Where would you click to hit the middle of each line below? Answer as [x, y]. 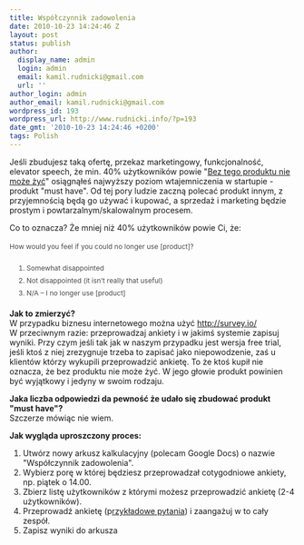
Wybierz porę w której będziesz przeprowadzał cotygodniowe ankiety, [154, 472]
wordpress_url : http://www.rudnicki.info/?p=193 [103, 119]
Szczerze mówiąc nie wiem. [62, 418]
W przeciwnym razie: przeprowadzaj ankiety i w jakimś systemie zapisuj [144, 332]
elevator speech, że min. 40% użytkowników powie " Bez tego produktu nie [150, 171]
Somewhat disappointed [65, 268]
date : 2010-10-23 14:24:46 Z [64, 26]
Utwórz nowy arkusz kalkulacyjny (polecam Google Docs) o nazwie [148, 453]
